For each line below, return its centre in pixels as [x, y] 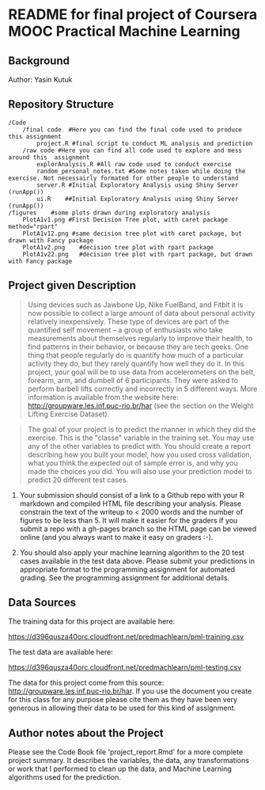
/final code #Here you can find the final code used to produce [132, 129]
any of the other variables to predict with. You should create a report [139, 446]
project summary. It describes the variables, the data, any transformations [129, 761]
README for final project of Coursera [133, 15]
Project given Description [72, 285]
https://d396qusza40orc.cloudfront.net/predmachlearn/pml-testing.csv [125, 667]
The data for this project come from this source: [86, 683]
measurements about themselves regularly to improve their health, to [140, 338]
